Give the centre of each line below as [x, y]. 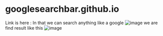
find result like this [24, 28]
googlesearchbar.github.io [62, 9]
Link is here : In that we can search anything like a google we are [81, 23]
